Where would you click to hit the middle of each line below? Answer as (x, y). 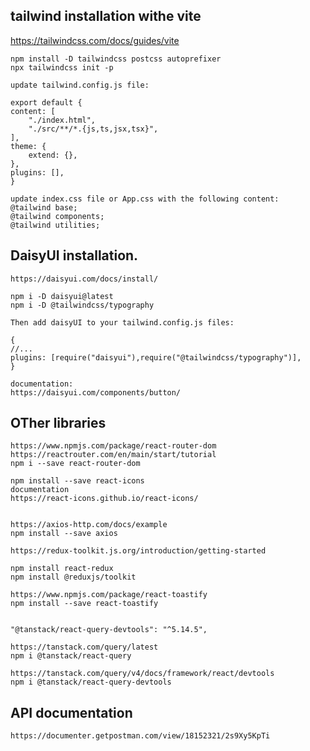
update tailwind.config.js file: (80, 85)
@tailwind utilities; (55, 225)
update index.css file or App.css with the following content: (145, 199)
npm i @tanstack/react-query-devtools (91, 682)
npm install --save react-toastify (84, 604)
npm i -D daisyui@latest (62, 296)
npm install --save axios (64, 534)
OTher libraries (58, 423)
